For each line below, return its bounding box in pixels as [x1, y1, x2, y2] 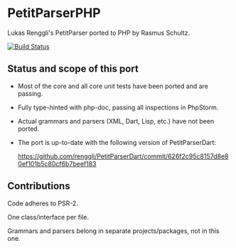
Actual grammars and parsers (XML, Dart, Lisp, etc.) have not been [17, 117, 215, 125]
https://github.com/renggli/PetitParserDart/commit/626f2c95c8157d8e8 [17, 151, 229, 161]
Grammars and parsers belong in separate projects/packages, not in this [7, 226, 220, 235]
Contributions [7, 180, 70, 193]
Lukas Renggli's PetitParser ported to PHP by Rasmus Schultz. [7, 28, 191, 37]
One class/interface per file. [7, 212, 89, 221]
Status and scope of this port [7, 63, 139, 75]
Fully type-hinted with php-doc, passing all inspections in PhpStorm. [17, 103, 219, 112]
